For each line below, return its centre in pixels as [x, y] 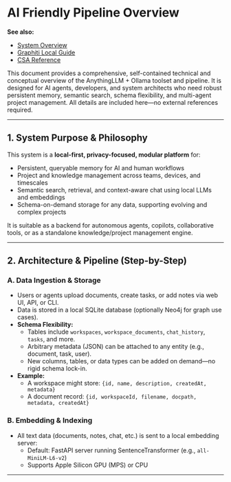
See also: [21, 32]
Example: [31, 376]
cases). [27, 317]
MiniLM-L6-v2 [46, 458]
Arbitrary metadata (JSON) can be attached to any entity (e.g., [116, 347]
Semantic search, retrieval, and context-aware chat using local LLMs [114, 190]
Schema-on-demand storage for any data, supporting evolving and [112, 204]
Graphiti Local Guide [46, 52]
